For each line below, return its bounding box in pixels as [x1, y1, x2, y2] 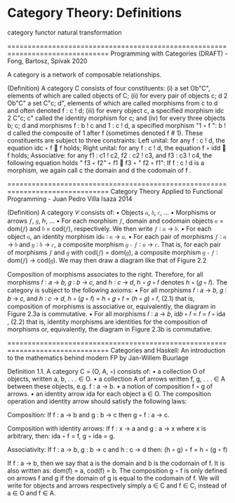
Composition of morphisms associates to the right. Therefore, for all [7, 270, 203, 278]
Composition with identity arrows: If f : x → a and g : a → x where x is [7, 424, 207, 433]
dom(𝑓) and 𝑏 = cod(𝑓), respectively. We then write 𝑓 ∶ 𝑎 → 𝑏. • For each [7, 224, 212, 233]
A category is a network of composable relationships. [7, 70, 162, 79]
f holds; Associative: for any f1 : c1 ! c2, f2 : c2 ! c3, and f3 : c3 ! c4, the [7, 151, 213, 159]
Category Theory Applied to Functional [110, 187, 223, 195]
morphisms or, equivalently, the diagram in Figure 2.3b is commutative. [7, 325, 213, 333]
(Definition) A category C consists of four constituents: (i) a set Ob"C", [7, 84, 210, 92]
